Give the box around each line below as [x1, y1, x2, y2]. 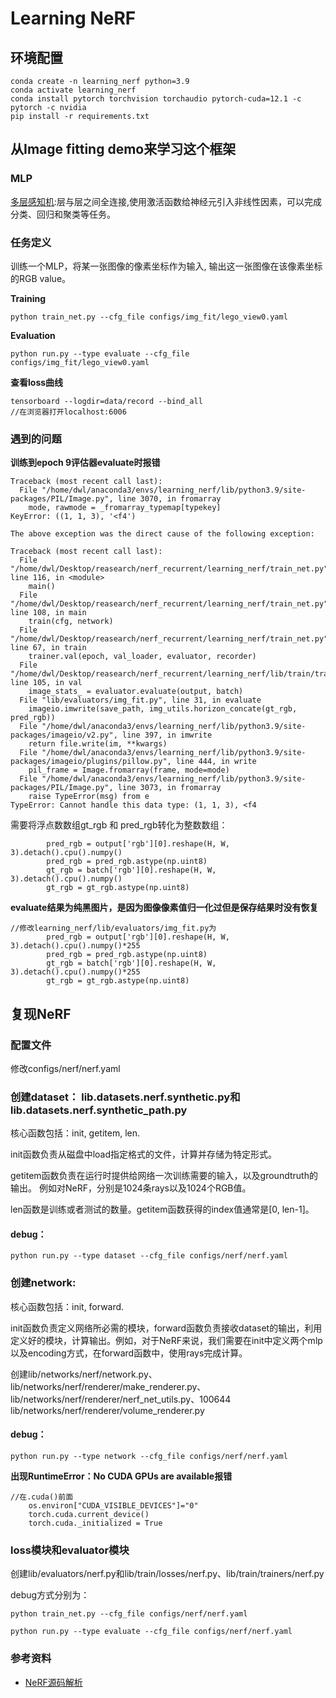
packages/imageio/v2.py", [10, 730, 118, 741]
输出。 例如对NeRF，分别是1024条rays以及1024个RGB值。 [10, 1182, 252, 1194]
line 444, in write [175, 757, 257, 767]
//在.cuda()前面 [10, 1492, 74, 1502]
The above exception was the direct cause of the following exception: [10, 529, 315, 539]
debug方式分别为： [10, 1589, 90, 1601]
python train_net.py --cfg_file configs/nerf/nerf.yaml [10, 1609, 248, 1619]
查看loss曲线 [10, 376, 64, 388]
